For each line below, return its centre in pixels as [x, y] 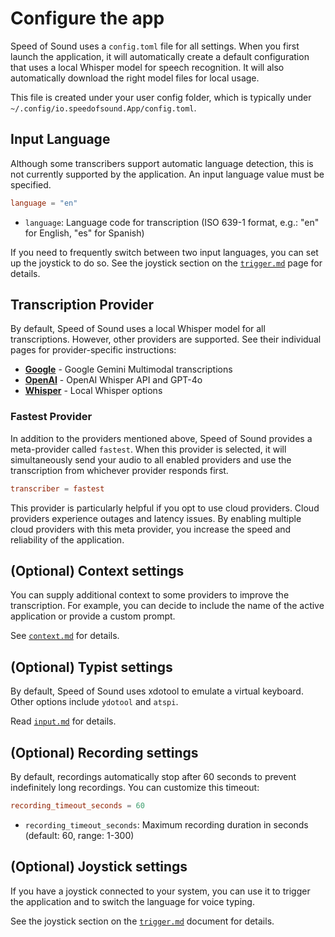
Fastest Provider [51, 417]
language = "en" [44, 203]
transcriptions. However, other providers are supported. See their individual [166, 339]
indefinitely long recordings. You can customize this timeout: [135, 788]
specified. [31, 184]
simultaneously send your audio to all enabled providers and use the [151, 459]
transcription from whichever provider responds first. [119, 470]
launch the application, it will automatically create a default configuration [160, 56]
